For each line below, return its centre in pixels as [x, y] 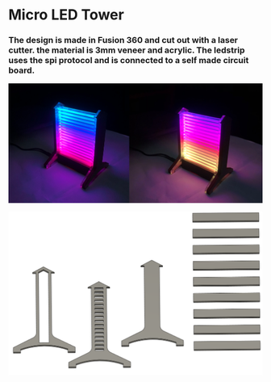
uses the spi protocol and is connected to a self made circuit [129, 61]
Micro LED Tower [67, 15]
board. [22, 70]
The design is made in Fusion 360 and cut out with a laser [123, 40]
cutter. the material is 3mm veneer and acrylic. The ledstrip [127, 50]
